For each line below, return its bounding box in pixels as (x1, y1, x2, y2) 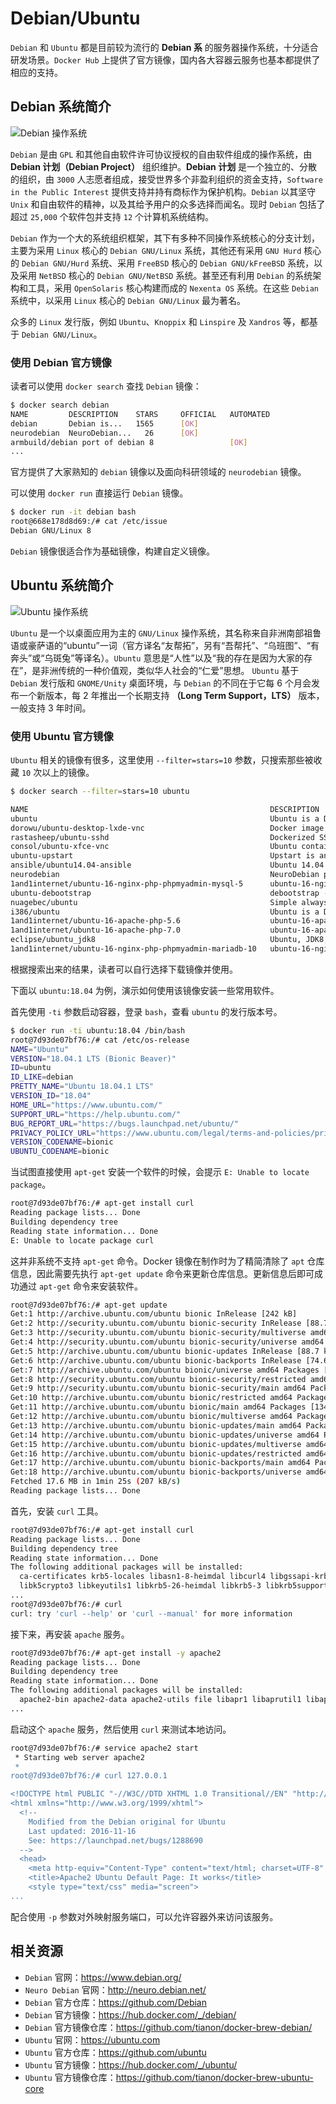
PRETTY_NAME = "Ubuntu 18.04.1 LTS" (10, 1082, 155, 1092)
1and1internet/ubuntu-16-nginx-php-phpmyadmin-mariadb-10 (10, 944, 257, 954)
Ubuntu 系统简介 (10, 577, 114, 594)
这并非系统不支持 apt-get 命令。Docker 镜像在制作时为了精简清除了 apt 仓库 (10, 1255, 325, 1267)
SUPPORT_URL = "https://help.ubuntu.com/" (10, 1109, 182, 1119)
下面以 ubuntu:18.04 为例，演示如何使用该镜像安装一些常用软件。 (10, 984, 280, 996)
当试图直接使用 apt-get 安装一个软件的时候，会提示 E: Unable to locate (10, 1166, 310, 1178)
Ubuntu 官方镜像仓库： (24, 2071, 117, 2083)
